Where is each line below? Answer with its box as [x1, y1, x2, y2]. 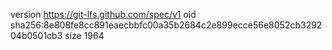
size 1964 [64, 30, 105, 41]
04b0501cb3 [10, 30, 63, 41]
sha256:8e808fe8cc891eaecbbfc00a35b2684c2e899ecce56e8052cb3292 [10, 19, 323, 31]
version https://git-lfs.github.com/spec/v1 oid [10, 9, 197, 20]
